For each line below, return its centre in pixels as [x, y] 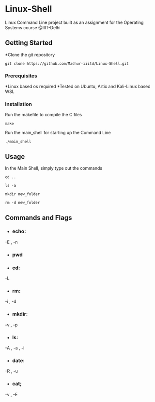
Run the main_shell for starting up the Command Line [58, 133]
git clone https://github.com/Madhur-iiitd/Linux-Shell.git [67, 64]
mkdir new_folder [23, 194]
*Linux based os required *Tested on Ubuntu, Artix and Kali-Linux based [78, 87]
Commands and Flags [39, 218]
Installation [19, 104]
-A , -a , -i [15, 348]
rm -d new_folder [23, 203]
